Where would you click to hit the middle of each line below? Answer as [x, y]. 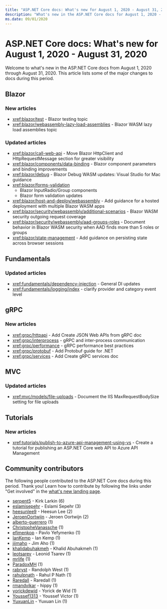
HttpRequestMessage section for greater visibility [63, 159]
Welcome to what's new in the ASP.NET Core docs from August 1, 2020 [79, 68]
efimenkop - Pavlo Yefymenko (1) [46, 532]
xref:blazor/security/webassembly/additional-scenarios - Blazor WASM [85, 211]
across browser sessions [38, 243]
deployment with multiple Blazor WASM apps [58, 206]
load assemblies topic [35, 130]
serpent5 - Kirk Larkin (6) [38, 501]
